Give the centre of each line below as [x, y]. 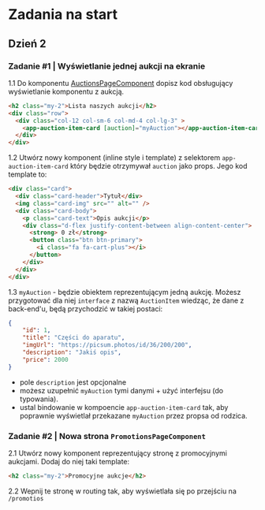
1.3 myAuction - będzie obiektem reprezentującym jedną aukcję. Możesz [125, 292]
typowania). [39, 399]
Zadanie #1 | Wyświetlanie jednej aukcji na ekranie [107, 66]
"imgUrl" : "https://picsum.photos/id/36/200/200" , [107, 345]
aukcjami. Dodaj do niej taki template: [69, 461]
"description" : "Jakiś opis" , [72, 352]
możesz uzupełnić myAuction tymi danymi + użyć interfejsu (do [121, 390]
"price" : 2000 [45, 359]
